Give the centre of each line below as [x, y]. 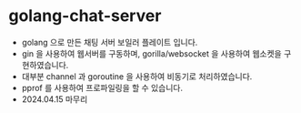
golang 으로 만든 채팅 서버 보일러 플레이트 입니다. [110, 42]
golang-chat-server [85, 16]
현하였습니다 [44, 65]
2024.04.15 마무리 [55, 99]
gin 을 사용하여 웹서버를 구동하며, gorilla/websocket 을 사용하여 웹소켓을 [152, 53]
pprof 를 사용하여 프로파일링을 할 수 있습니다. [102, 87]
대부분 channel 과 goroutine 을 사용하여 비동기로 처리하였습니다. [137, 76]
